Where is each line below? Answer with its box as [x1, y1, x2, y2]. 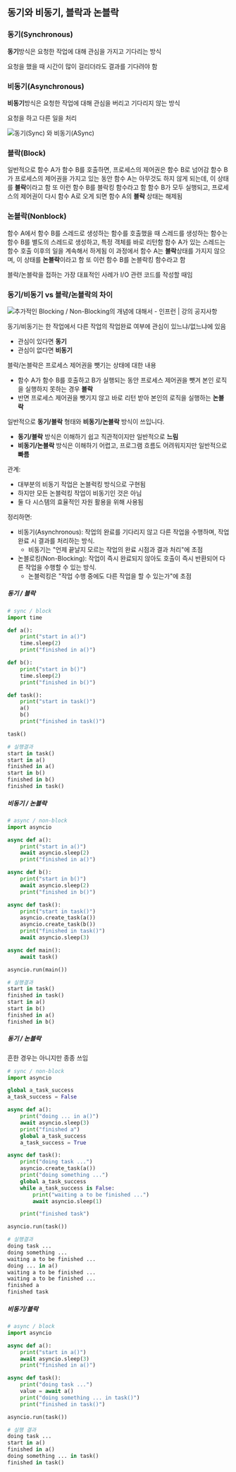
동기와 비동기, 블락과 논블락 [7, 6, 120, 19]
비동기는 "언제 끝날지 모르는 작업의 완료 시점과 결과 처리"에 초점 [27, 545, 203, 554]
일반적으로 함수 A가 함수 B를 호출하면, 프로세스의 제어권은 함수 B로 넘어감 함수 [7, 165, 223, 174]
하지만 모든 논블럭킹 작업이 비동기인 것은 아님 [17, 489, 142, 497]
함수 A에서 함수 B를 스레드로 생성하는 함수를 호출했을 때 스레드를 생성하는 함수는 [7, 229, 228, 237]
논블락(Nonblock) [7, 211, 67, 221]
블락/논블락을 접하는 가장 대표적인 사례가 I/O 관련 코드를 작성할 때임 [7, 270, 193, 279]
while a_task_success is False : [20, 1185, 115, 1192]
